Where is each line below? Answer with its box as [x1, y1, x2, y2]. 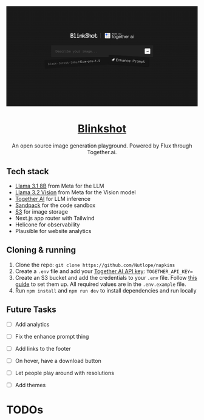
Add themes [15, 381, 46, 388]
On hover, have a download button [15, 357, 101, 364]
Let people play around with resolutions [15, 369, 114, 376]
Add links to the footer [15, 345, 71, 352]
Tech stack [6, 166, 49, 177]
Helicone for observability [15, 221, 80, 228]
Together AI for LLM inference [15, 195, 91, 203]
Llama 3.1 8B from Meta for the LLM [15, 182, 104, 190]
